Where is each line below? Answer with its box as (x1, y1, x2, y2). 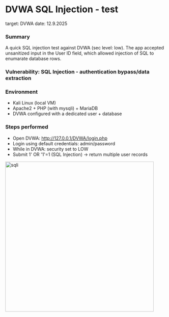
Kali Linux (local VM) (12, 100, 56, 106)
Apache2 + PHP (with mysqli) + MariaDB (12, 105, 98, 112)
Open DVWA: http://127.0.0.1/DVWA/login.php (12, 135, 108, 141)
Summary (5, 33, 31, 40)
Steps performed (5, 123, 48, 130)
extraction (5, 75, 32, 82)
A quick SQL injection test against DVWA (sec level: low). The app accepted (5, 45, 164, 51)
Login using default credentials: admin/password (12, 140, 116, 146)
